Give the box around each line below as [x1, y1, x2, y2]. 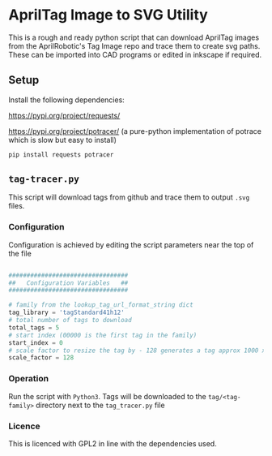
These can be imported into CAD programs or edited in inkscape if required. [8, 49, 262, 59]
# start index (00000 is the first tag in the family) [8, 331, 198, 339]
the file [8, 248, 32, 258]
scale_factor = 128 [8, 354, 74, 362]
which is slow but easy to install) [8, 135, 117, 144]
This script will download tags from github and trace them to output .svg [8, 192, 250, 202]
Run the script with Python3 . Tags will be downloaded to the [8, 391, 206, 401]
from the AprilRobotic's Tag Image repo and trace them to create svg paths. [8, 41, 261, 50]
